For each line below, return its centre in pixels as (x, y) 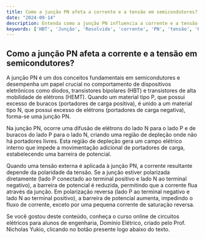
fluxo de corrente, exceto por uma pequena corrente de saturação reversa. (100, 205)
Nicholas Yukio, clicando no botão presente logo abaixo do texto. (88, 229)
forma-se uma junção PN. (39, 117)
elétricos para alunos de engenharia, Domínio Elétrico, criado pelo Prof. (96, 223)
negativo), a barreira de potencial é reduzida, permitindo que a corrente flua (102, 185)
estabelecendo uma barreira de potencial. (59, 154)
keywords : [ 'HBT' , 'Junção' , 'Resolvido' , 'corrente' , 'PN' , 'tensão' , (99, 29)
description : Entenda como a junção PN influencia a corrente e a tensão (102, 23)
